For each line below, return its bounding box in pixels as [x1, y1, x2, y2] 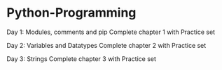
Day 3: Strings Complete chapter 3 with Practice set [6, 54, 157, 63]
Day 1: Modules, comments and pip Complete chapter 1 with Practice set [6, 28, 215, 36]
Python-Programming [6, 5, 137, 21]
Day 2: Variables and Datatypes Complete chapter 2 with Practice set [6, 41, 207, 49]
